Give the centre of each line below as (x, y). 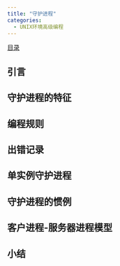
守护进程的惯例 (39, 201)
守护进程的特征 (39, 98)
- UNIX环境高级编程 (39, 27)
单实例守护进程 (39, 176)
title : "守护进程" (32, 14)
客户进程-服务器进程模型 (60, 228)
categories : (24, 20)
